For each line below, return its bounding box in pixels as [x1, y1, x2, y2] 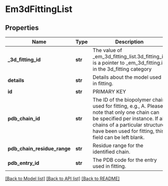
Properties [5, 24, 39, 32]
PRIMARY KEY [92, 88, 126, 95]
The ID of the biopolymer [92, 96, 151, 103]
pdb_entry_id [7, 159, 39, 166]
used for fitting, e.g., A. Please [92, 103, 163, 109]
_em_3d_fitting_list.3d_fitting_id [92, 53, 166, 60]
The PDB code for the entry [92, 156, 157, 163]
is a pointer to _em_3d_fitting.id [92, 59, 166, 66]
